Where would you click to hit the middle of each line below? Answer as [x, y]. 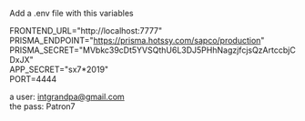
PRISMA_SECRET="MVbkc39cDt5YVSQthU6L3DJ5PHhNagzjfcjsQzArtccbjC [152, 50]
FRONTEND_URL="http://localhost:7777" [86, 30]
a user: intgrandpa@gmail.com [67, 96]
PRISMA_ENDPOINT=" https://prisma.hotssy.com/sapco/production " [137, 40]
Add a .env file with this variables [71, 13]
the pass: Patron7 [42, 106]
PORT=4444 [33, 79]
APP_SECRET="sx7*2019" [59, 69]
